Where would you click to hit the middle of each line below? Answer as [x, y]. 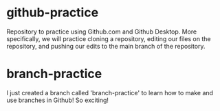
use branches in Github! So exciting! [58, 100]
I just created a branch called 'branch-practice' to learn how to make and [110, 92]
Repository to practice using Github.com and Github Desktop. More [102, 32]
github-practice [53, 13]
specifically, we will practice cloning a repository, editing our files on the [109, 38]
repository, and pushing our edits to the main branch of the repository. [106, 46]
